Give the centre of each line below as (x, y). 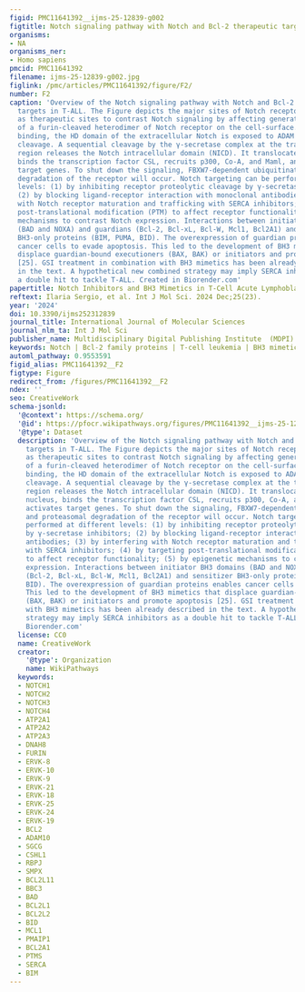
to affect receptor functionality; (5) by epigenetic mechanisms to (158, 559)
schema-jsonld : (38, 407)
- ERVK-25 (36, 804)
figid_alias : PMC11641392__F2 (67, 365)
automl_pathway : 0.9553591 (60, 356)
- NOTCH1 (34, 686)
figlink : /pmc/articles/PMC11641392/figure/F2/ (101, 85)
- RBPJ (30, 863)
